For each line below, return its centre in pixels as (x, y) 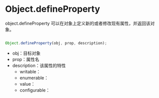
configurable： (35, 90)
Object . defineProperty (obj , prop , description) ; (56, 43)
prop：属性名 (26, 59)
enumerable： (34, 78)
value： (27, 84)
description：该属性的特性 (39, 65)
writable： (30, 71)
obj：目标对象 (26, 53)
